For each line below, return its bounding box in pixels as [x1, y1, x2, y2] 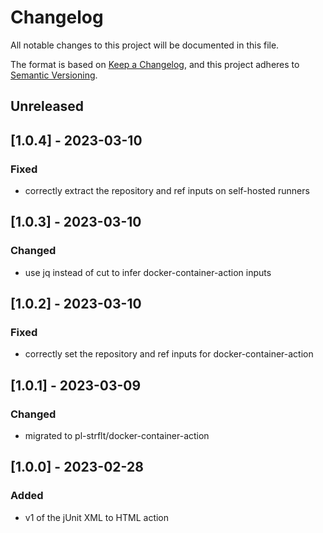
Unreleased [10, 98, 85, 115]
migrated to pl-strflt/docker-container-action [24, 430, 210, 442]
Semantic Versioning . [10, 69, 98, 81]
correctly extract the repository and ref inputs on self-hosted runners [24, 185, 310, 197]
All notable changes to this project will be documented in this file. [10, 39, 280, 51]
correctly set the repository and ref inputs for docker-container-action [24, 348, 314, 360]
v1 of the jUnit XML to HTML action [24, 511, 170, 523]
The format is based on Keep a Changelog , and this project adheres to [10, 58, 300, 70]
